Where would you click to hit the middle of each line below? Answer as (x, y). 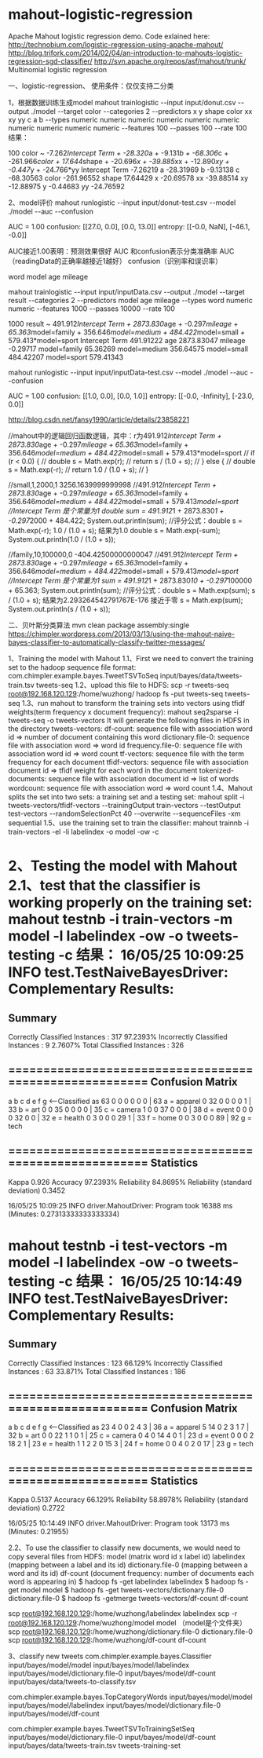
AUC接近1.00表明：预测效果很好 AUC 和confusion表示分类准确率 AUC (121, 251)
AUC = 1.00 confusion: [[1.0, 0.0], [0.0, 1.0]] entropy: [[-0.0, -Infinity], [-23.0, (131, 396)
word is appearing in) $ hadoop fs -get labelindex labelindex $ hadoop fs (126, 1582)
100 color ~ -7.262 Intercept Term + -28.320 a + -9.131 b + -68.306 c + (119, 153)
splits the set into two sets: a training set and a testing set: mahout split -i (126, 797)
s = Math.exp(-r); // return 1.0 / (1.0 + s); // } (79, 470)
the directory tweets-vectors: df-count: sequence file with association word (131, 729)
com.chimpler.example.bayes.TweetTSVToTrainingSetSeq (101, 1729)
